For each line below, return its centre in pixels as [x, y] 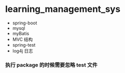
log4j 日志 [23, 51]
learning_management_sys [63, 9]
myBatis [21, 33]
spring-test [24, 45]
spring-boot [25, 23]
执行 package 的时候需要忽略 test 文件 [51, 65]
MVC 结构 [22, 39]
